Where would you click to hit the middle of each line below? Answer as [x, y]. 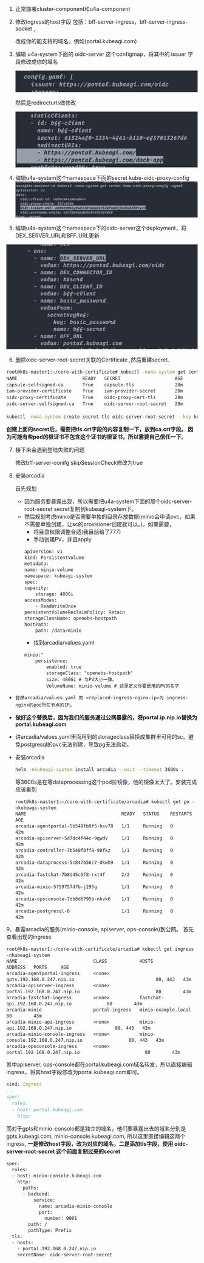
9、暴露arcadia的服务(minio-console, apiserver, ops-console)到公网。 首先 [100, 929]
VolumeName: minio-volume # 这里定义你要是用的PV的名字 [113, 686]
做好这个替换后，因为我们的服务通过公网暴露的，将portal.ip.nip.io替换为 [106, 717]
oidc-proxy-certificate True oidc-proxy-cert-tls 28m [95, 398]
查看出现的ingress [29, 937]
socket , [25, 29]
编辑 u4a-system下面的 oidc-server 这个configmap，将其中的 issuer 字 [104, 54]
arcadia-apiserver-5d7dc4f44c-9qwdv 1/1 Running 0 [94, 838]
